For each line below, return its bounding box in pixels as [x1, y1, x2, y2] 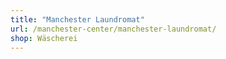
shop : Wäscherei [10, 33, 78, 43]
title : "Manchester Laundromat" [10, 14, 145, 25]
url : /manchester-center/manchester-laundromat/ [10, 24, 217, 34]
